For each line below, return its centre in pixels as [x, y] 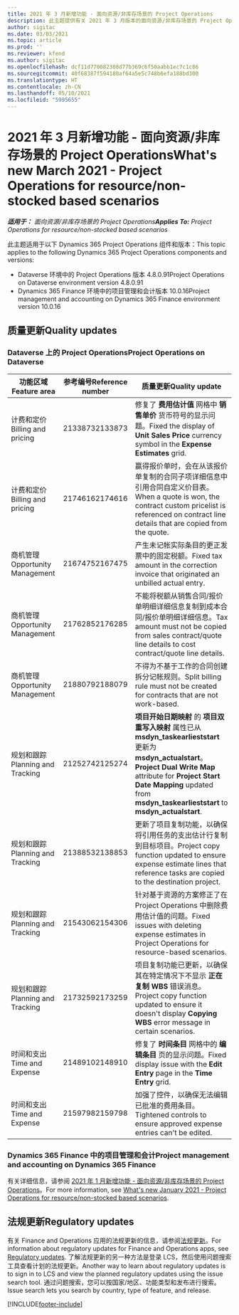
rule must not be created [176, 686]
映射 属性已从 [179, 727]
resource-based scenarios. [181, 952]
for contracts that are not [176, 695]
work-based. [157, 704]
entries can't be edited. [174, 1132]
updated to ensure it [169, 1004]
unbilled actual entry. [170, 583]
